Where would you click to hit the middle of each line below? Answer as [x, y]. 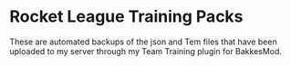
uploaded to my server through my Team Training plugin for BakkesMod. [146, 51]
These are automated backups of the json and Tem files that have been [143, 42]
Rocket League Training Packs [126, 17]
